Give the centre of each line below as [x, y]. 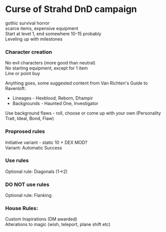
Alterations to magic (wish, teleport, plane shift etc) [58, 224]
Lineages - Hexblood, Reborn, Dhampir [53, 98]
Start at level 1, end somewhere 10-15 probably [53, 33]
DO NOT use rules [27, 184]
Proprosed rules [25, 131]
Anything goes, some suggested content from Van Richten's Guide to [76, 83]
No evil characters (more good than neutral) [50, 63]
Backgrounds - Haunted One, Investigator [55, 103]
